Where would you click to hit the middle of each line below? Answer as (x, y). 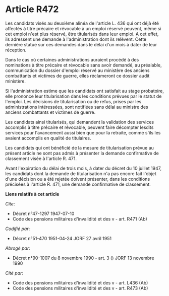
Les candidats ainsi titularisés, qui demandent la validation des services (80, 122)
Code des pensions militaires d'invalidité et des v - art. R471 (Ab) (80, 219)
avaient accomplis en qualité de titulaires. (48, 138)
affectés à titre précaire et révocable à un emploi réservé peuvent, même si (83, 28)
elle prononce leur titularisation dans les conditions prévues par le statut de (83, 96)
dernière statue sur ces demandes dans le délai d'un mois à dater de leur (81, 44)
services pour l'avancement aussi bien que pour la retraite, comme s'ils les (83, 132)
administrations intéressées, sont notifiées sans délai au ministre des (77, 107)
